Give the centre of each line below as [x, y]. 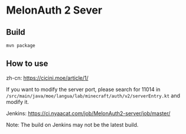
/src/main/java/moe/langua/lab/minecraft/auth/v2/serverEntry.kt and [93, 96]
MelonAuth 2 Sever [54, 10]
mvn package [21, 45]
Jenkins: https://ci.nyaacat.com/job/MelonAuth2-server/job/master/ [88, 113]
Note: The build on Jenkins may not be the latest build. [72, 125]
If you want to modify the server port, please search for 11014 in [83, 89]
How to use [27, 63]
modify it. [18, 102]
